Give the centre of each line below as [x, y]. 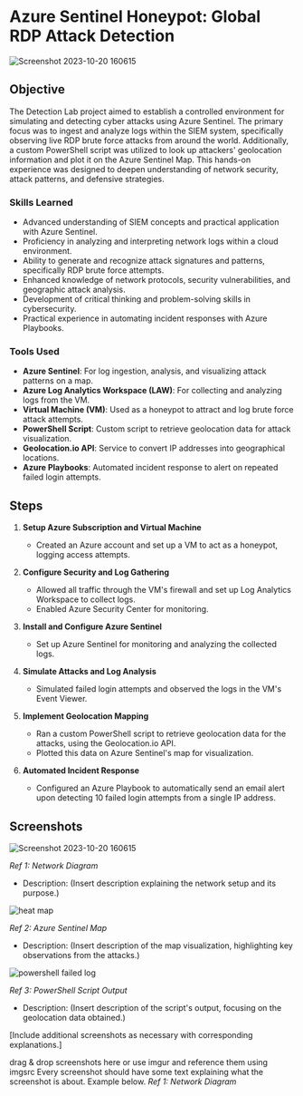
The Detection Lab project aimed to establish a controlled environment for [147, 112]
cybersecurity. [49, 309]
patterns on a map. [57, 381]
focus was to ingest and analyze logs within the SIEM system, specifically [147, 131]
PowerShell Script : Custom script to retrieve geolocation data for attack [156, 429]
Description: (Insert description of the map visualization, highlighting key [158, 946]
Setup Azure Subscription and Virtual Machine [112, 528]
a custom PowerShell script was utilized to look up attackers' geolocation [146, 150]
